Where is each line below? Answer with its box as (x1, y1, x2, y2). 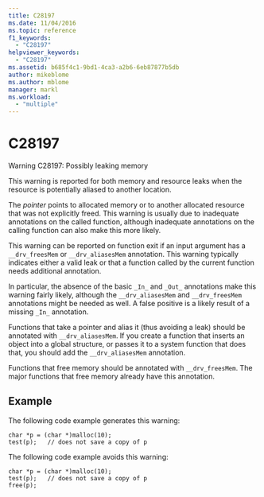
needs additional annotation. (8, 266, 102, 276)
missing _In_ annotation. (8, 307, 89, 316)
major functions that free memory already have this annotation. (8, 371, 215, 382)
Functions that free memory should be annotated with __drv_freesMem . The (8, 363, 253, 373)
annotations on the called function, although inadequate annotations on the (8, 217, 254, 227)
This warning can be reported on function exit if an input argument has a (8, 241, 247, 250)
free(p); (8, 481, 37, 489)
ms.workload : (8, 93, 52, 101)
